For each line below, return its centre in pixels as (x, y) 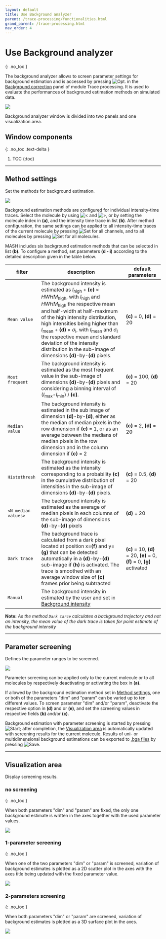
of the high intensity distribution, (79, 317)
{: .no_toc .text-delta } (27, 149)
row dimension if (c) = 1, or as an (80, 429)
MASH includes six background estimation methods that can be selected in (82, 246)
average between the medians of (79, 435)
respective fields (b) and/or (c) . (37, 714)
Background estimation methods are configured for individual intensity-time (82, 210)
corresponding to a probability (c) (80, 474)
